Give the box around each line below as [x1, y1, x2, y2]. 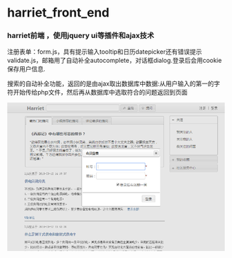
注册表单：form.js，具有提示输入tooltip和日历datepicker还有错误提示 [7, 48, 202, 56]
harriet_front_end [7, 5, 110, 21]
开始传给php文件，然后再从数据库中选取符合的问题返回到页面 [12, 88, 188, 97]
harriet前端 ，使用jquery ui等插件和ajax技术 [7, 31, 155, 41]
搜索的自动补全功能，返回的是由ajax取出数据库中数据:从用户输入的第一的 [7, 79, 214, 88]
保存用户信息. [7, 65, 46, 73]
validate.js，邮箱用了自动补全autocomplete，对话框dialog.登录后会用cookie [7, 57, 222, 65]
